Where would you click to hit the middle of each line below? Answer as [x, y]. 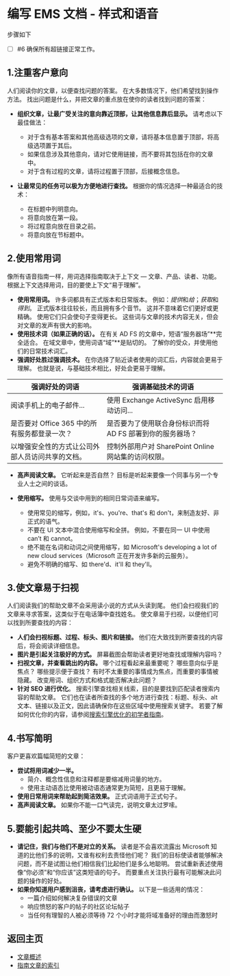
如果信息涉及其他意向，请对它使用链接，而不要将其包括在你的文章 [120, 154]
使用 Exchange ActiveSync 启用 [157, 400]
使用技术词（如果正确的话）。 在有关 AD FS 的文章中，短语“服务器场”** [116, 334]
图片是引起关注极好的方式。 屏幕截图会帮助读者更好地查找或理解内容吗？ [120, 654]
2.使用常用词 [34, 258]
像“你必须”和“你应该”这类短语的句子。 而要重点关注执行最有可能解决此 [116, 872]
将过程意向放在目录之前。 [63, 226]
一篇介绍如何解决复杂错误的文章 [72, 898]
